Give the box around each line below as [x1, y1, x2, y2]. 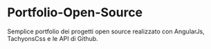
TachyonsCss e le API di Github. [7, 34, 98, 42]
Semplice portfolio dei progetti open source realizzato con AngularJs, [7, 27, 205, 35]
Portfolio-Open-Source [7, 5, 143, 20]
